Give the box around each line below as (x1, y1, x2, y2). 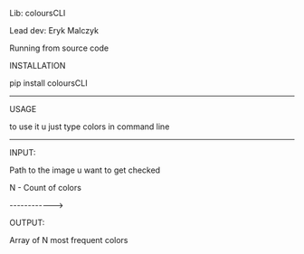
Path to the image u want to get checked (9, 165, 161, 175)
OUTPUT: (9, 217, 45, 228)
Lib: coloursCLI (9, 8, 66, 18)
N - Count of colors (9, 183, 81, 193)
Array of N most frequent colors (9, 235, 128, 245)
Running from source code (9, 42, 109, 53)
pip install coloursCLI (9, 78, 88, 89)
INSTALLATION (9, 61, 66, 71)
